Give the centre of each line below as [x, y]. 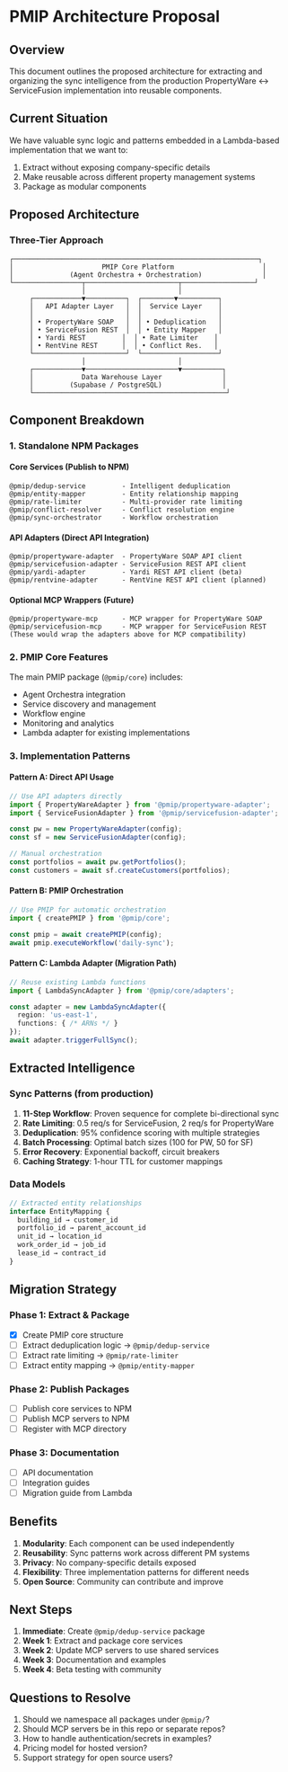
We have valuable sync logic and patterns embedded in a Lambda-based [144, 140]
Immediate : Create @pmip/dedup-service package [113, 1631]
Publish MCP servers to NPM [76, 1419]
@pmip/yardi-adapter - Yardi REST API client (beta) [126, 573]
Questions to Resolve [70, 1698]
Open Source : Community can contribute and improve [123, 1581]
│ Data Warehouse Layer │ [128, 377]
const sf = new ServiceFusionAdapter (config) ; [98, 838]
